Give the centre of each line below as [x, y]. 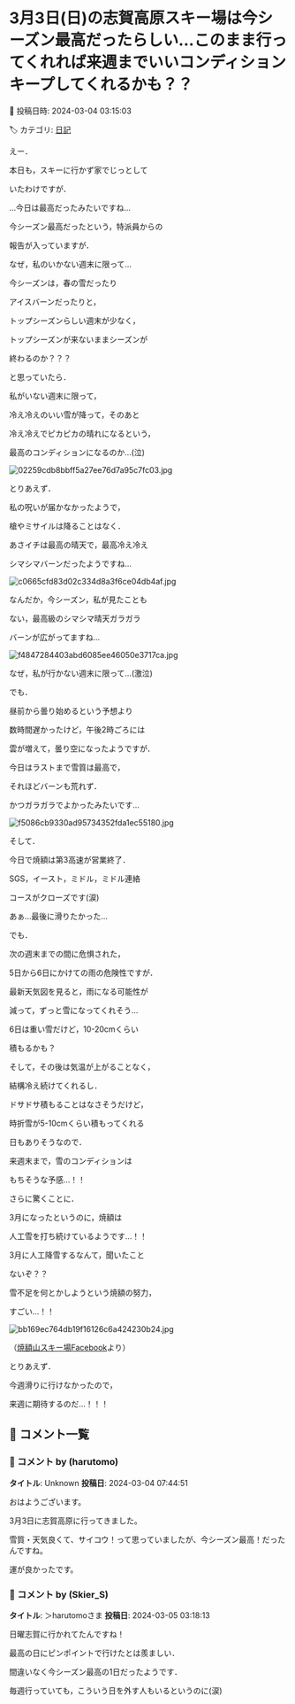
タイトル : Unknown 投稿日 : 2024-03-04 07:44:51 [98, 1483]
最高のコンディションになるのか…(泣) [77, 452]
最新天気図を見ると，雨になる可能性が [79, 991]
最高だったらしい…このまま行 [163, 40]
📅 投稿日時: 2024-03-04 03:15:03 [71, 111]
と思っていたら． [40, 376]
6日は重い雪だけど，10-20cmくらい [74, 1029]
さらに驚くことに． [44, 1198]
